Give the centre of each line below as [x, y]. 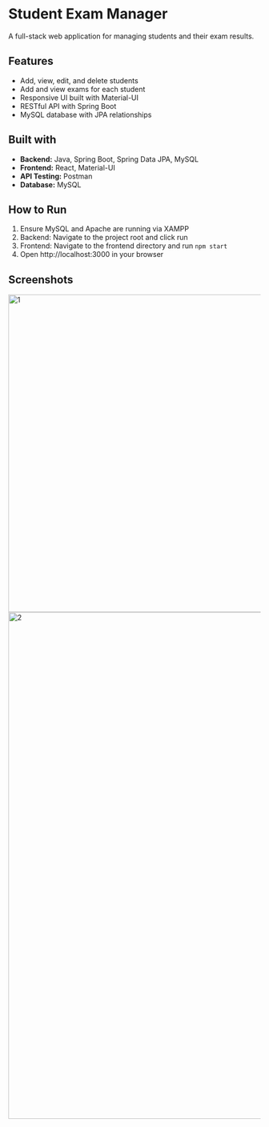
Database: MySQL [50, 184]
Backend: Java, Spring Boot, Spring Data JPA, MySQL [109, 159]
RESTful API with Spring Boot [68, 106]
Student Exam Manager [88, 14]
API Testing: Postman [56, 176]
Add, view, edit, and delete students [79, 80]
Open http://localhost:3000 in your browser [92, 255]
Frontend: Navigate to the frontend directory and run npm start [124, 246]
